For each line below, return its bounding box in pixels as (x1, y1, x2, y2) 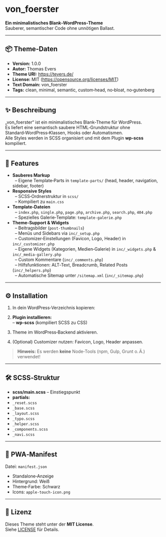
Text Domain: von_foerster (12, 81, 68, 87)
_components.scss (12, 427, 48, 432)
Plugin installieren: (12, 314, 52, 321)
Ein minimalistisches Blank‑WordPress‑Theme (5, 20, 103, 26)
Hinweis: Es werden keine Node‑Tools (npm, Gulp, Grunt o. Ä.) (17, 348, 145, 354)
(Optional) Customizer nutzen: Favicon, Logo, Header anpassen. (12, 339, 143, 345)
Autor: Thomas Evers (12, 66, 56, 71)
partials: (12, 395, 31, 400)
